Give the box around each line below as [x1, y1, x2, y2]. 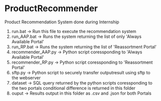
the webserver [11, 75, 41, 81]
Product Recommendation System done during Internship [4, 19, 119, 25]
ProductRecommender [4, 3, 98, 14]
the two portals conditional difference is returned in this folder [11, 85, 136, 91]
